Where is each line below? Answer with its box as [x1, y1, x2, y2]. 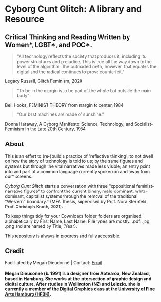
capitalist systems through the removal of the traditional [26, 193, 138, 199]
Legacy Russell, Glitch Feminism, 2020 [5, 79, 82, 84]
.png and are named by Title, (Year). [5, 223, 77, 229]
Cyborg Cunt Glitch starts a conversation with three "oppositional [5, 183, 135, 189]
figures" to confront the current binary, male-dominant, [24, 188, 134, 194]
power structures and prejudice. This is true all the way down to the [16, 59, 152, 64]
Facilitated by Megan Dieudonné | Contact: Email [5, 259, 103, 265]
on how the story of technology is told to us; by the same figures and [5, 158, 143, 164]
